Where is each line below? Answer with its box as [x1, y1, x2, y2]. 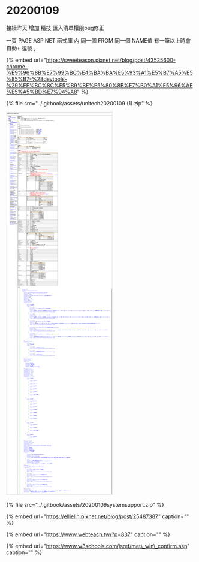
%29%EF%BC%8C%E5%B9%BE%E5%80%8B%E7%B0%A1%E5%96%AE [6, 81, 193, 89]
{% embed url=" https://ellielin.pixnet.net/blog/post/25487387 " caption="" [6, 513, 189, 520]
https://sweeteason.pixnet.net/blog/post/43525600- [46, 56, 176, 64]
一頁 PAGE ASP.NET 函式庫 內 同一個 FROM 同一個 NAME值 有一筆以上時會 [6, 37, 191, 44]
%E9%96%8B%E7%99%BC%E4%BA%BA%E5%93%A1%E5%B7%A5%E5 [6, 69, 193, 76]
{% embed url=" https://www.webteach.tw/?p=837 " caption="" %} [6, 531, 171, 538]
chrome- [6, 62, 28, 70]
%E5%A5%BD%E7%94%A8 [6, 88, 77, 95]
